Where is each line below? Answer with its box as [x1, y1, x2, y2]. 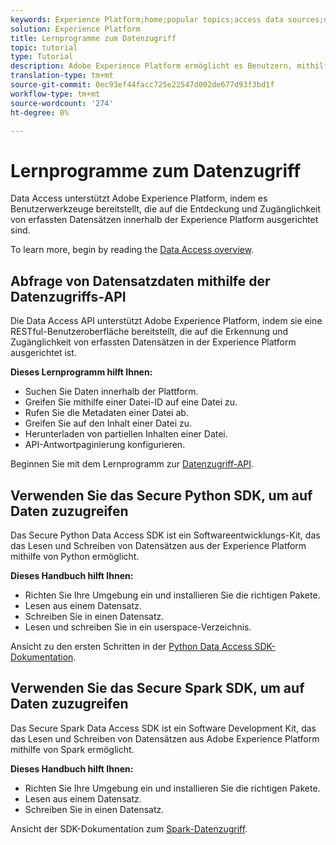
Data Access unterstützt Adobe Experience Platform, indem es [10, 192, 268, 205]
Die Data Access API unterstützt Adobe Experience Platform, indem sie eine [10, 315, 323, 327]
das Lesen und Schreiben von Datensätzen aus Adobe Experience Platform [10, 732, 320, 745]
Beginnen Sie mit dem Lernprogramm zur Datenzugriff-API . [10, 458, 255, 470]
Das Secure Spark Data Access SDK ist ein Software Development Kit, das [10, 722, 317, 734]
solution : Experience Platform [10, 24, 141, 34]
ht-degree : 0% [10, 107, 70, 118]
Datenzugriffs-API [10, 288, 127, 305]
